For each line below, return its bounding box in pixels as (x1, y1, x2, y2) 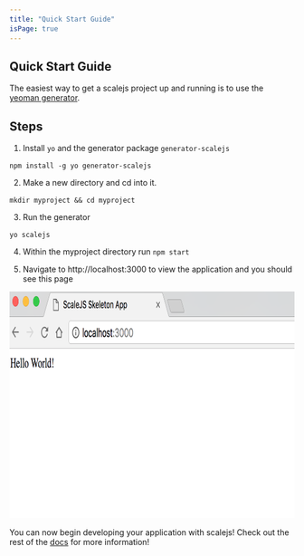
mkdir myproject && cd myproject (9, 196, 136, 206)
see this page (22, 273, 74, 284)
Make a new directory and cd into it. (22, 177, 157, 188)
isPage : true (9, 24, 59, 34)
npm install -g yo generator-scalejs (9, 161, 152, 171)
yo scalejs (9, 231, 51, 240)
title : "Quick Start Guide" (9, 14, 116, 24)
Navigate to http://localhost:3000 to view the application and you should (22, 264, 292, 275)
